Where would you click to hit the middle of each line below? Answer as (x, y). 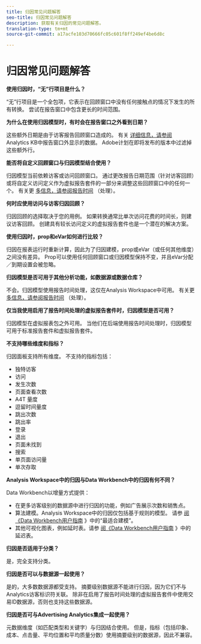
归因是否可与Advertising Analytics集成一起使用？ (68, 614)
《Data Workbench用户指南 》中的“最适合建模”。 (76, 521)
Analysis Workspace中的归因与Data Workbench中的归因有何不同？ (91, 480)
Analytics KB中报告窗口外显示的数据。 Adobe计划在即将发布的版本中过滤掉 (99, 143)
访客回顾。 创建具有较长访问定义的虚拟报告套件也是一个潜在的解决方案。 (101, 224)
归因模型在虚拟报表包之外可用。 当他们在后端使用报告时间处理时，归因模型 (99, 324)
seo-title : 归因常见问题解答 (39, 17)
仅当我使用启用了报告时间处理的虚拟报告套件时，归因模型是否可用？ (90, 310)
